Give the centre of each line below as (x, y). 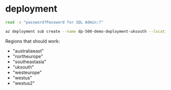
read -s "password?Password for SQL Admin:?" (54, 22)
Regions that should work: (33, 41)
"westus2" (24, 83)
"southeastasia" (30, 62)
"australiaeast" (28, 51)
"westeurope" (27, 72)
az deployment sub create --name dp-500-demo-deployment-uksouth (76, 31)
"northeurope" (28, 56)
